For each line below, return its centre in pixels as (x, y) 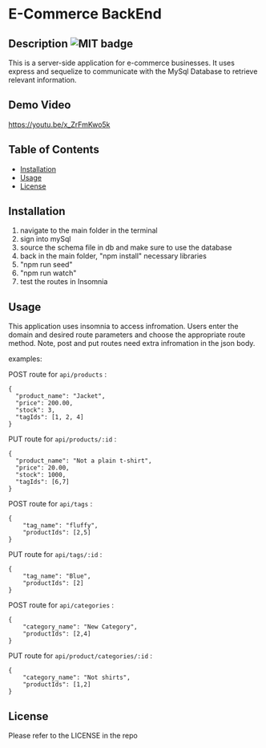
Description (38, 44)
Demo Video (40, 105)
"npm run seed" (46, 265)
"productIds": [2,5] (57, 533)
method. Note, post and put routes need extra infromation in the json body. (132, 344)
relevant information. (43, 80)
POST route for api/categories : (61, 605)
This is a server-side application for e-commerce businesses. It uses (121, 63)
